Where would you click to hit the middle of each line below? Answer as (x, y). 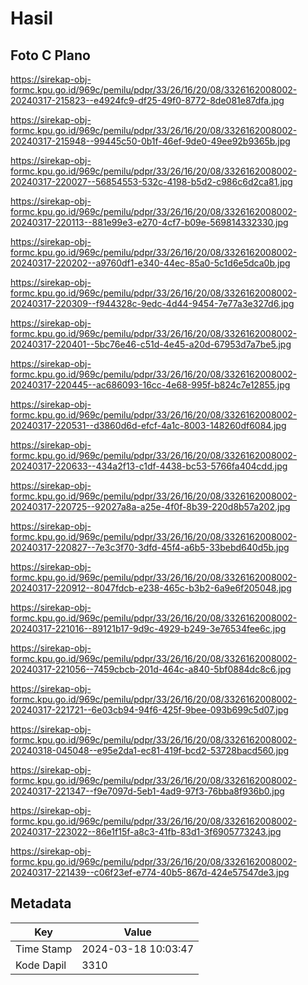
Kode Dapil (41, 965)
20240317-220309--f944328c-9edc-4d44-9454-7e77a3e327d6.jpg (152, 303)
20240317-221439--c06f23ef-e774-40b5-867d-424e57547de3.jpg (150, 872)
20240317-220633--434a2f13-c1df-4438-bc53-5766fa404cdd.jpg (149, 466)
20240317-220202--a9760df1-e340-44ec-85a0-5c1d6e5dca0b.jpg (150, 263)
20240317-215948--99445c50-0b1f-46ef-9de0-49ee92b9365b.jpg (150, 141)
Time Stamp (44, 949)
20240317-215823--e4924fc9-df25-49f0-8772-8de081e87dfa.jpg (147, 100)
